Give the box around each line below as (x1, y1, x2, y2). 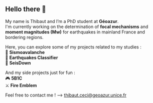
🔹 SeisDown (5, 59, 31, 65)
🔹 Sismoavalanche (5, 49, 45, 55)
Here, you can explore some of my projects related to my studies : (5, 43, 141, 50)
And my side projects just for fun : (5, 69, 75, 75)
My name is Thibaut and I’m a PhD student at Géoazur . (5, 18, 119, 24)
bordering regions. (5, 34, 44, 40)
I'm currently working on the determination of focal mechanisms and (5, 23, 148, 29)
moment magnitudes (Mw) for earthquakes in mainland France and (5, 28, 145, 35)
